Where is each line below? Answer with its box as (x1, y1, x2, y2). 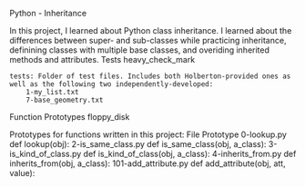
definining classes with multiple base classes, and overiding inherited (9, 44, 270, 55)
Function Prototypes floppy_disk (9, 112, 130, 122)
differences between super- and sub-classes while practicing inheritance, (9, 35, 287, 45)
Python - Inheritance (9, 8, 87, 18)
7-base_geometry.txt (25, 95, 104, 104)
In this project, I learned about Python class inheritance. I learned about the (9, 25, 292, 35)
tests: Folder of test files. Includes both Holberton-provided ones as (9, 72, 291, 81)
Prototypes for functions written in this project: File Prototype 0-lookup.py (9, 129, 287, 140)
